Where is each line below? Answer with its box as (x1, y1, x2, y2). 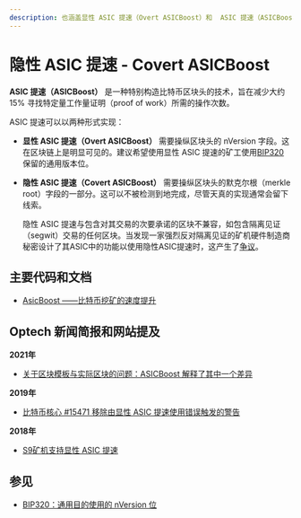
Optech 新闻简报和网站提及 (9, 324, 160, 339)
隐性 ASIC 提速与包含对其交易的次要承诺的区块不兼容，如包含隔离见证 (21, 218, 281, 229)
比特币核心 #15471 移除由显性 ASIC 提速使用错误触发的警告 (21, 407, 240, 417)
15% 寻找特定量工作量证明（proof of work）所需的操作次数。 (9, 97, 235, 108)
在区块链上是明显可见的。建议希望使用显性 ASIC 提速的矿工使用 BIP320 (21, 146, 285, 157)
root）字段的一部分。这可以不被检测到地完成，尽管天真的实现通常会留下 (21, 188, 289, 198)
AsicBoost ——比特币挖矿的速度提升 (21, 295, 157, 306)
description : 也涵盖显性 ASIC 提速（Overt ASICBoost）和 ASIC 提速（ (9, 13, 262, 22)
